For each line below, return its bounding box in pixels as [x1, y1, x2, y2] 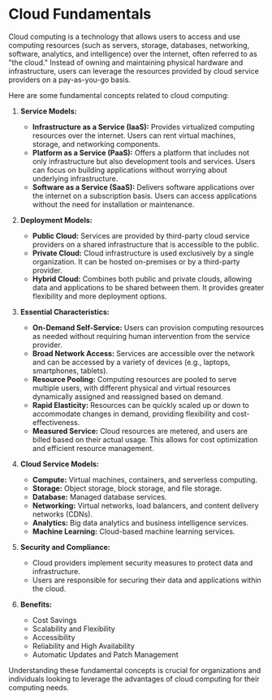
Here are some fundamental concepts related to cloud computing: [8, 90, 229, 100]
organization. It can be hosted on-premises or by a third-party [32, 256, 240, 266]
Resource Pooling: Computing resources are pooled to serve [32, 374, 237, 384]
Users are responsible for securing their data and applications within [32, 575, 261, 585]
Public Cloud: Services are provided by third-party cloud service [32, 230, 250, 240]
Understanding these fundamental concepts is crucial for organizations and [8, 665, 261, 675]
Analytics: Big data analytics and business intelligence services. [32, 517, 249, 527]
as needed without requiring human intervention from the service [32, 331, 251, 341]
